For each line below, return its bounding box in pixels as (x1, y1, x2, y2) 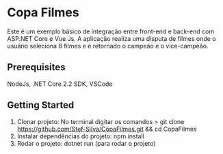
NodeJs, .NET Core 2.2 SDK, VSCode (7, 80, 113, 88)
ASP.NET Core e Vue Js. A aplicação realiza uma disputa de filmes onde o (7, 34, 217, 42)
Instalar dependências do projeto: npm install (16, 132, 145, 140)
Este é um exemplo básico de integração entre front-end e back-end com (7, 27, 214, 35)
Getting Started (7, 99, 75, 111)
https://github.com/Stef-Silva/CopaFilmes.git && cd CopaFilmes (16, 125, 197, 133)
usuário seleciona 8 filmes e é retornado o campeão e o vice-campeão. (7, 42, 209, 50)
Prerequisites (7, 61, 66, 73)
